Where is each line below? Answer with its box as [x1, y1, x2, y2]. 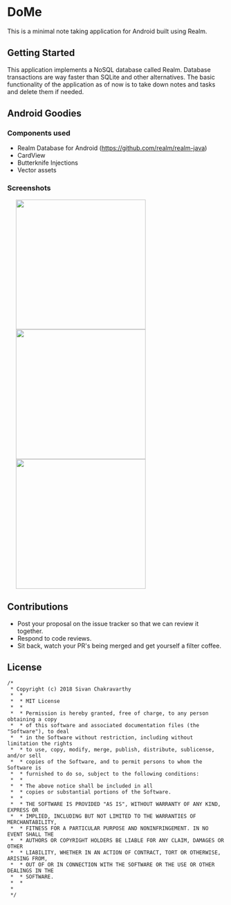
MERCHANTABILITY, [7, 819, 57, 826]
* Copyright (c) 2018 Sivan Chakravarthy [10, 686, 131, 693]
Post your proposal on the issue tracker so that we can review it [17, 619, 199, 628]
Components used [7, 129, 71, 138]
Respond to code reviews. [17, 634, 92, 642]
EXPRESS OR [7, 807, 39, 814]
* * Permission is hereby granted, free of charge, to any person [10, 710, 209, 717]
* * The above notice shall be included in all [10, 783, 154, 789]
